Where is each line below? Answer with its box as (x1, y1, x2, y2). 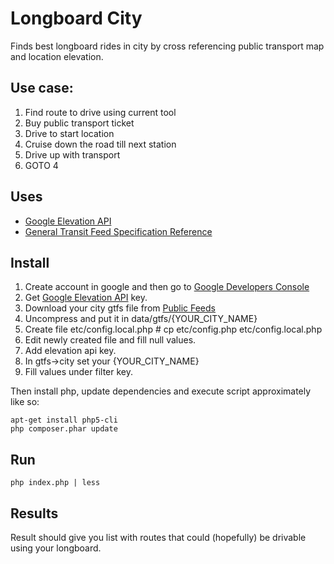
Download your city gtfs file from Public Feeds (24, 302, 216, 314)
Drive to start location (24, 127, 115, 139)
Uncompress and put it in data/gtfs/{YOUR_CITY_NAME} (24, 313, 258, 325)
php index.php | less (10, 478, 101, 488)
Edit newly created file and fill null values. (24, 334, 197, 346)
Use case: (10, 80, 74, 97)
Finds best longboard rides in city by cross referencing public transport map (10, 40, 325, 52)
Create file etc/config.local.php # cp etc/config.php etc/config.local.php (24, 323, 323, 336)
